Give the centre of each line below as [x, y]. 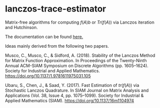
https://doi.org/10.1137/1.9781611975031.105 [48, 76]
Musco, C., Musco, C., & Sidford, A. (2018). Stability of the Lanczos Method [80, 55]
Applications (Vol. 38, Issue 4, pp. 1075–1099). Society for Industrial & [74, 95]
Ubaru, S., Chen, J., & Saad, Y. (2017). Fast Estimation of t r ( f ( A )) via [72, 85]
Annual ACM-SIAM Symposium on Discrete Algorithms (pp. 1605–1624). [77, 66]
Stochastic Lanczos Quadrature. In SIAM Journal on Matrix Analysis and [77, 90]
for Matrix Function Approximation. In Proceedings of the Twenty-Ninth [76, 60]
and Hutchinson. [21, 27]
